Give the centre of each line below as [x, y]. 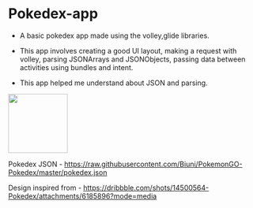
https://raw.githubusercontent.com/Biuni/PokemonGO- [153, 164]
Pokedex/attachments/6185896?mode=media [83, 196]
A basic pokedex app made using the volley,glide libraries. [114, 35]
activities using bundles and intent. [76, 67]
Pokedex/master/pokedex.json [58, 172]
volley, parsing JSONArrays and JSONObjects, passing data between [132, 59]
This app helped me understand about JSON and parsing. [113, 83]
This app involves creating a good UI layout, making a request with [128, 50]
